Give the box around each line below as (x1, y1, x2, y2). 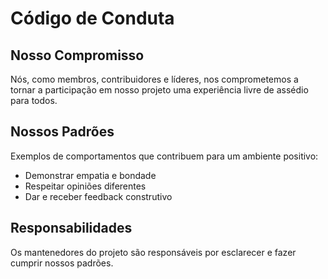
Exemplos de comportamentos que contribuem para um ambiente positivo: (10, 150, 319, 162)
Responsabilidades (10, 220, 133, 237)
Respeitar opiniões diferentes (24, 180, 147, 192)
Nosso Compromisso (10, 47, 145, 64)
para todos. (10, 95, 58, 106)
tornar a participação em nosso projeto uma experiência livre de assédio (10, 84, 309, 96)
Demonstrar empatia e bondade (24, 169, 157, 181)
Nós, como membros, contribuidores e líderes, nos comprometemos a (10, 73, 299, 85)
